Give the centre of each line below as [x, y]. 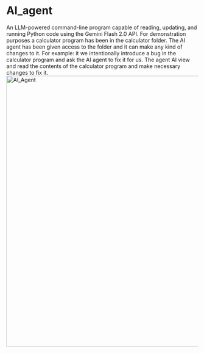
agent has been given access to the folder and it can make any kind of [94, 47]
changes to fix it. [27, 72]
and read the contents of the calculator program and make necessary [93, 66]
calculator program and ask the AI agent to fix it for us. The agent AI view [98, 60]
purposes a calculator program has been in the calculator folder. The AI [96, 40]
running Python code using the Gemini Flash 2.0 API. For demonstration [96, 33]
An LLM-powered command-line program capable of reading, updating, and [102, 27]
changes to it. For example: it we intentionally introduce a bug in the [91, 53]
